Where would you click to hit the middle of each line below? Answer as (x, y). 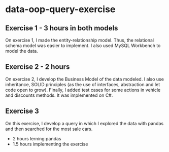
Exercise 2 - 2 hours (38, 67)
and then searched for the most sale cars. (49, 129)
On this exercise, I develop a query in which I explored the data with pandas (84, 123)
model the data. (22, 51)
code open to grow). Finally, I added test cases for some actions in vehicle (83, 90)
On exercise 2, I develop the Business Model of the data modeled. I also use (84, 79)
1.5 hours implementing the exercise (50, 144)
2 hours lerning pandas (37, 138)
